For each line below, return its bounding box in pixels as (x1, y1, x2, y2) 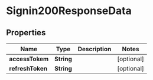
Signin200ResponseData (6, 4, 132, 18)
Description (77, 45, 112, 53)
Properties (6, 28, 46, 38)
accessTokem (9, 55, 49, 63)
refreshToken (9, 65, 48, 72)
